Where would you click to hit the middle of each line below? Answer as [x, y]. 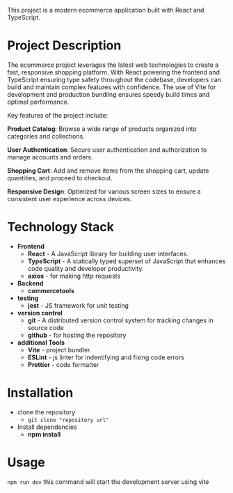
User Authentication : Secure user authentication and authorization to [107, 150]
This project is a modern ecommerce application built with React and [106, 10]
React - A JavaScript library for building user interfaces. [108, 253]
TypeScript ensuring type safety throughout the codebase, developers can [114, 79]
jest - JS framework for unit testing [78, 305]
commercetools [51, 290]
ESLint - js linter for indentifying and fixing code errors [106, 357]
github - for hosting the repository [77, 335]
